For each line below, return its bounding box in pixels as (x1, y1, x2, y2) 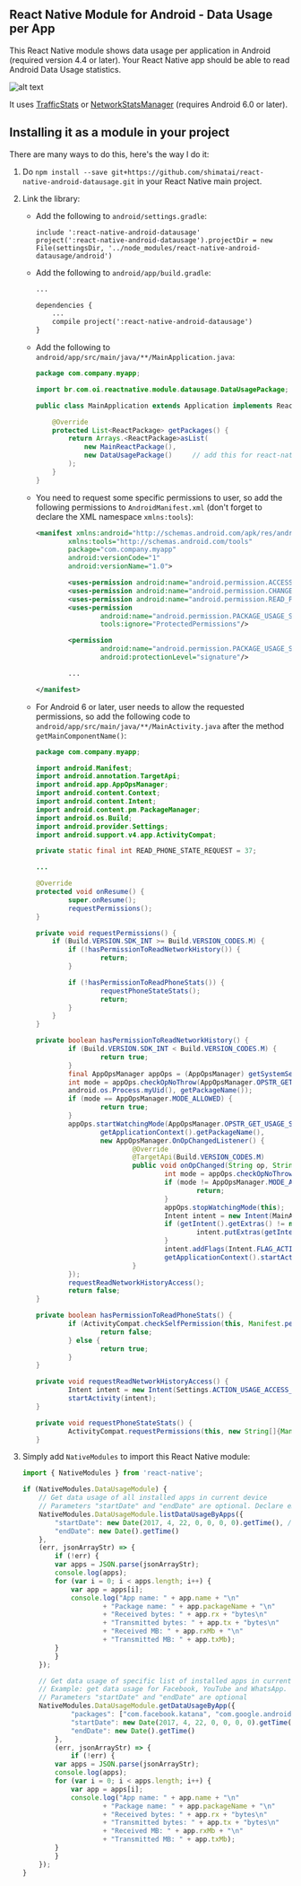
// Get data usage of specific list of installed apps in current (39, 1676, 292, 1686)
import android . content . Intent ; (35, 797, 157, 806)
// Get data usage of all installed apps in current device (39, 1494, 268, 1503)
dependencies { (35, 301, 92, 310)
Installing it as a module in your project (9, 125, 230, 140)
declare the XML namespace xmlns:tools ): (35, 511, 194, 522)
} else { (67, 1336, 101, 1345)
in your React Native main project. (137, 175, 262, 187)
